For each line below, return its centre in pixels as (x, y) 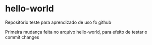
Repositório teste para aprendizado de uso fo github (58, 22)
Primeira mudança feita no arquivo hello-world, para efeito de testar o (76, 32)
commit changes (22, 37)
